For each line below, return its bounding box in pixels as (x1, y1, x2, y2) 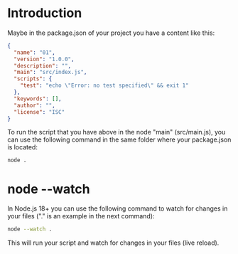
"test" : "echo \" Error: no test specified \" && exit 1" (20, 82, 190, 90)
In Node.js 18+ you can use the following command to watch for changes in (7, 204, 228, 213)
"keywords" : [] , (13, 95, 62, 102)
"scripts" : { (13, 75, 53, 83)
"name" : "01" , (13, 48, 55, 56)
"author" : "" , (13, 102, 55, 109)
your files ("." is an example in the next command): (7, 212, 155, 221)
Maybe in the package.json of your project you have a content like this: (7, 28, 215, 37)
